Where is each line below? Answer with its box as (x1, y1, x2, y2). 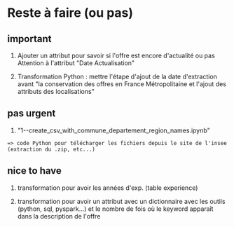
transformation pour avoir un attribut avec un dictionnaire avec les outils (17, 197, 226, 205)
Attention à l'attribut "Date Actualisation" (17, 59, 135, 67)
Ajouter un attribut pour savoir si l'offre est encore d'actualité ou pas (17, 51, 215, 60)
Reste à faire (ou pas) (7, 5, 134, 21)
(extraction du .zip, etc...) (7, 146, 96, 153)
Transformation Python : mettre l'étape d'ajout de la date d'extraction (17, 72, 217, 81)
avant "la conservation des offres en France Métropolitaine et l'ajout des (17, 80, 226, 88)
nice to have (7, 165, 62, 177)
